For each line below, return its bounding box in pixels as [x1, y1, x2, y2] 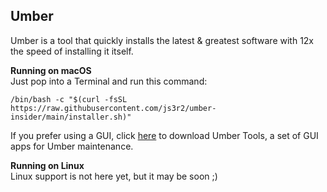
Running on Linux [10, 159, 85, 171]
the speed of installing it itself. [10, 45, 134, 57]
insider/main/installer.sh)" [10, 112, 132, 122]
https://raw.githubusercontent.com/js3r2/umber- [10, 103, 217, 113]
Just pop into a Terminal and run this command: [10, 75, 208, 87]
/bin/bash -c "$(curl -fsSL [10, 94, 128, 104]
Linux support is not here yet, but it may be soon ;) [10, 170, 218, 182]
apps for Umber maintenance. [10, 140, 134, 152]
